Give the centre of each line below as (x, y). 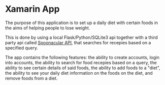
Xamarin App (33, 9)
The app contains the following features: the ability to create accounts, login (82, 57)
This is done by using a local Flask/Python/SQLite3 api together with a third (82, 37)
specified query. (22, 48)
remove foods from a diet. (32, 78)
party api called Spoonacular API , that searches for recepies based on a (78, 42)
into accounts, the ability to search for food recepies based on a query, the (81, 62)
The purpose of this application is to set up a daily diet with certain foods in (82, 23)
